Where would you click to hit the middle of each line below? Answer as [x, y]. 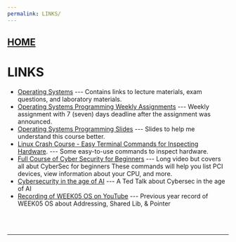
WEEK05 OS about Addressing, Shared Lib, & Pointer [94, 203]
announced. [35, 121]
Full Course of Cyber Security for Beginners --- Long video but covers [119, 159]
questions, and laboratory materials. [70, 99]
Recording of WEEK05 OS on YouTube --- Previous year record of [113, 196]
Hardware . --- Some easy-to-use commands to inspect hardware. [113, 151]
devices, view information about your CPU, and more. [95, 173]
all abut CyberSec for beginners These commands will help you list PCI [120, 166]
